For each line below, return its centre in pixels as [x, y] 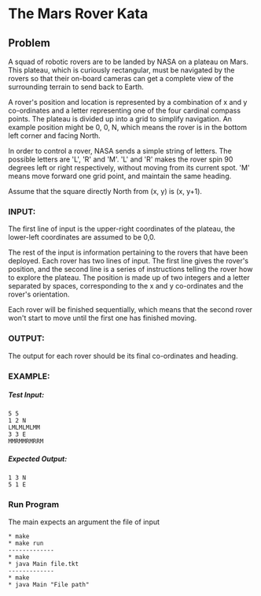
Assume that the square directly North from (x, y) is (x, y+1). [105, 191]
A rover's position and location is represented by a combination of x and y [128, 102]
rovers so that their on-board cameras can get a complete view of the [121, 78]
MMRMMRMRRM [26, 441]
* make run [26, 543]
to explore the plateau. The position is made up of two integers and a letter [129, 278]
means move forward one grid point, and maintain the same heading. [120, 176]
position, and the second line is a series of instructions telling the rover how [130, 270]
